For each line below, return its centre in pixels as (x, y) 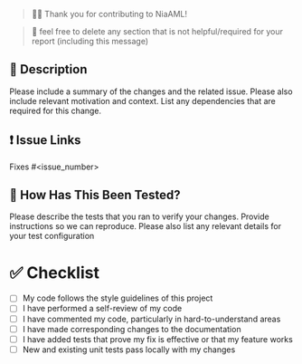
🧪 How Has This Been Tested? (95, 195)
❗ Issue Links (45, 140)
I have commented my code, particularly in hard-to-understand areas (151, 319)
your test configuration (52, 236)
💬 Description (48, 69)
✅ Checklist (54, 273)
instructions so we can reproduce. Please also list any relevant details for (146, 226)
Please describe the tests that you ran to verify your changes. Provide (139, 216)
